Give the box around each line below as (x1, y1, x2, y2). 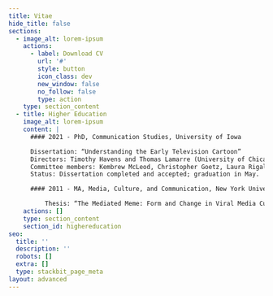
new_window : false (37, 80, 100, 88)
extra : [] (15, 260, 49, 268)
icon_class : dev (37, 72, 93, 81)
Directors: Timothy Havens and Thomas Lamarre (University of (29, 155, 245, 163)
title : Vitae (8, 11, 53, 20)
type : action (37, 95, 82, 103)
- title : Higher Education (15, 111, 107, 119)
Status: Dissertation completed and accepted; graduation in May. (29, 170, 260, 179)
